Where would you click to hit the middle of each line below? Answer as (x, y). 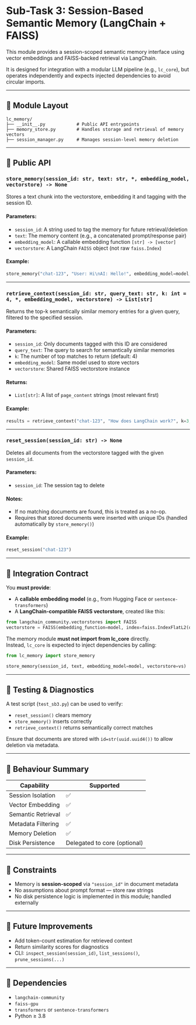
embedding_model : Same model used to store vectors (77, 363)
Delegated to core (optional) (105, 843)
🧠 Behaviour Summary (48, 769)
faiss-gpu (27, 1004)
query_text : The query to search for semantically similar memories (94, 350)
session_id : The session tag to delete (60, 485)
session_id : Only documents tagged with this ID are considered (91, 344)
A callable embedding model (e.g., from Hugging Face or (84, 599)
